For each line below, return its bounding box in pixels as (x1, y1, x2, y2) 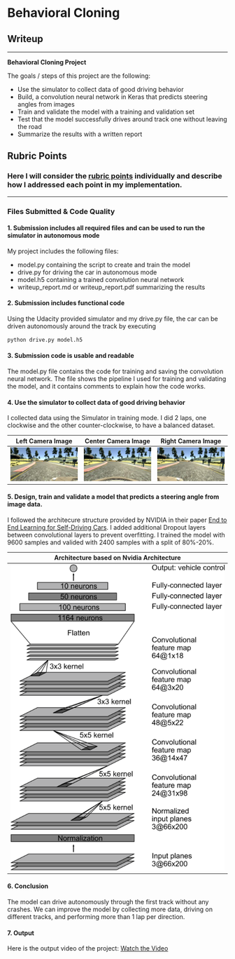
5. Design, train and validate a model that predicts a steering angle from (7, 492, 220, 501)
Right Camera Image (160, 436, 222, 445)
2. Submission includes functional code (7, 299, 125, 307)
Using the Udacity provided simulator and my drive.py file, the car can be (7, 314, 218, 323)
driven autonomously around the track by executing (7, 322, 156, 330)
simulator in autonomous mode (7, 232, 100, 240)
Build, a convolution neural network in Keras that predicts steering (17, 93, 208, 101)
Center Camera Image (85, 436, 150, 445)
